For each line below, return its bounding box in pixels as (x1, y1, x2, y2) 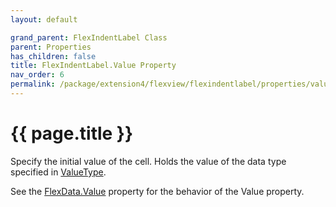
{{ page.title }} (10, 122, 134, 145)
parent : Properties (10, 42, 92, 52)
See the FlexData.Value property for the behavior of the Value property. (10, 185, 305, 197)
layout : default (10, 14, 78, 25)
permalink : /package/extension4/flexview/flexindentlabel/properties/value (10, 79, 333, 90)
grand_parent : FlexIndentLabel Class (10, 32, 168, 43)
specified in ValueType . (10, 166, 107, 178)
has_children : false (10, 51, 97, 61)
